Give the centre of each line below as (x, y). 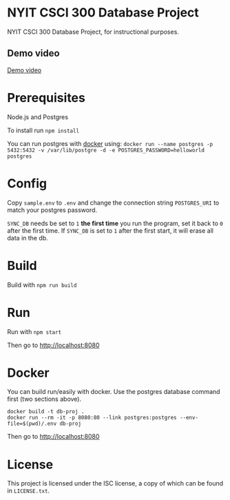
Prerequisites (46, 97)
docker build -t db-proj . (46, 412)
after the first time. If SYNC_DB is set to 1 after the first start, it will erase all (111, 230)
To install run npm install (43, 130)
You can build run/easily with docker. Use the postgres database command (114, 392)
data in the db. (28, 238)
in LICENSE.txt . (29, 491)
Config (27, 183)
